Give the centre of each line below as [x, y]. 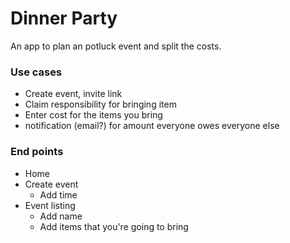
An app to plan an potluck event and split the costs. [116, 46]
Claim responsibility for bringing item [100, 104]
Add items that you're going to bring [114, 226]
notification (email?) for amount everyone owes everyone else [152, 126]
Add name [61, 216]
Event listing [50, 205]
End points [37, 152]
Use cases [36, 72]
